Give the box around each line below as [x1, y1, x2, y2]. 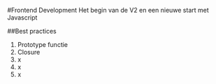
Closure [17, 48, 41, 56]
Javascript [7, 13, 38, 22]
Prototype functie [17, 41, 69, 48]
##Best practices [7, 27, 57, 35]
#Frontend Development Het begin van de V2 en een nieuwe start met [7, 6, 210, 14]
